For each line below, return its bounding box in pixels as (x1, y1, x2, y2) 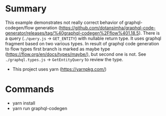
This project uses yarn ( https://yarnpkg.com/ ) (12, 66, 106, 72)
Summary (5, 3, 46, 14)
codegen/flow (5, 24, 34, 30)
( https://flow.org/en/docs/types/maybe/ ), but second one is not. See (5, 51, 146, 57)
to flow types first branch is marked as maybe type (5, 46, 110, 52)
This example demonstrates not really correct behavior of (5, 19, 124, 25)
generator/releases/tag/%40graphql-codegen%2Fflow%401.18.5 (5, 30, 139, 36)
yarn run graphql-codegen (12, 105, 67, 111)
